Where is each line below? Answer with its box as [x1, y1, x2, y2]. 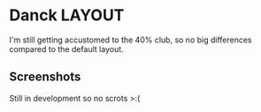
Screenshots [9, 70, 81, 85]
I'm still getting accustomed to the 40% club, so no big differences [9, 34, 252, 45]
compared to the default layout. [9, 43, 124, 54]
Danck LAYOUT [9, 5, 125, 26]
